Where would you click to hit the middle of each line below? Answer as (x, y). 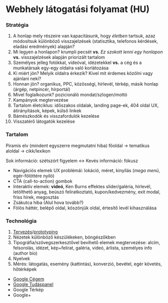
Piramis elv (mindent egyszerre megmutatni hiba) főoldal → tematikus (78, 145)
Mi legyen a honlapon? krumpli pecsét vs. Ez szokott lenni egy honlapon (88, 52)
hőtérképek (25, 269)
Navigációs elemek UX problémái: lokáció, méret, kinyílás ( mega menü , (86, 170)
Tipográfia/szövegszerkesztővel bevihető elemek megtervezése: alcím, (87, 243)
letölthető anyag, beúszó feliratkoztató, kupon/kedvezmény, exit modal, (87, 192)
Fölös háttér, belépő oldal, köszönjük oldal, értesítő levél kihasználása (85, 208)
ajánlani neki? (27, 79)
